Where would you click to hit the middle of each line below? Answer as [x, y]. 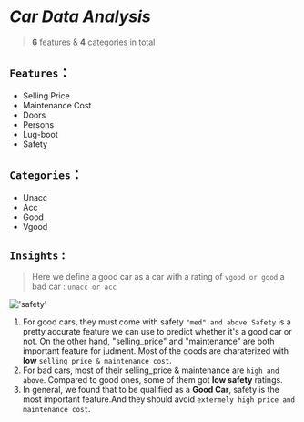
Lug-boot [40, 134]
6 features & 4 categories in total [93, 42]
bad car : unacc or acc [74, 287]
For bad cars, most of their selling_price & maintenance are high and [151, 370]
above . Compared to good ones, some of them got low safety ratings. [153, 380]
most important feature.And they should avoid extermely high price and [159, 399]
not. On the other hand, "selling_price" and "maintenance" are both [148, 341]
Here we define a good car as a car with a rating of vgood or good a [158, 277]
